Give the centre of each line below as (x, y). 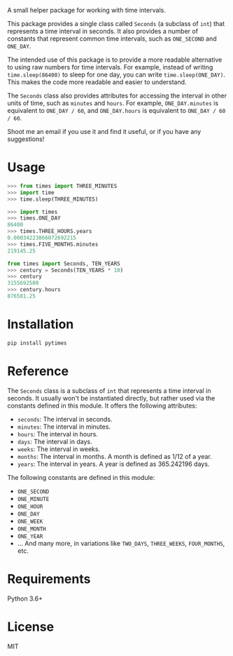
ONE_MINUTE (33, 499)
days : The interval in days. (55, 441)
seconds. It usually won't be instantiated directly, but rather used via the (111, 398)
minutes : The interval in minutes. (64, 427)
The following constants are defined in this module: (81, 477)
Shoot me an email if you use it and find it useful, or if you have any (104, 132)
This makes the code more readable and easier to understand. (97, 82)
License (31, 627)
